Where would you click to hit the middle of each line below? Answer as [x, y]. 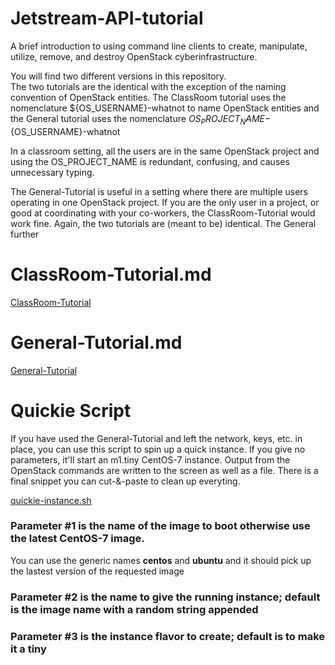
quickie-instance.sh [51, 500]
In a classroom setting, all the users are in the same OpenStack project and [165, 151]
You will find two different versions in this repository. [118, 76]
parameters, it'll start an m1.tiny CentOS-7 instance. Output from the [150, 459]
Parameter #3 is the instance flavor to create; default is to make [168, 636]
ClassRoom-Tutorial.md [111, 274]
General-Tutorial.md [96, 342]
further [25, 234]
